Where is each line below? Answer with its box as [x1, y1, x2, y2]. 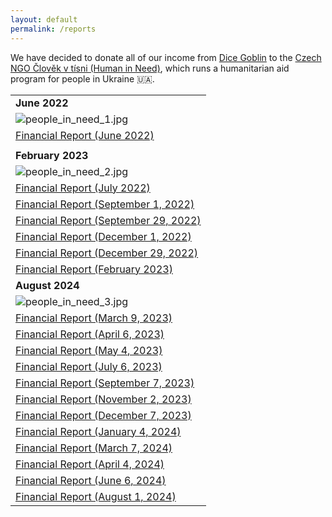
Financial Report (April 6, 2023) [15, 327, 165, 341]
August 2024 [15, 278, 80, 292]
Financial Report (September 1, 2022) [15, 197, 195, 211]
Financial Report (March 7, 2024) [15, 441, 173, 455]
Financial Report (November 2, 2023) [15, 392, 192, 406]
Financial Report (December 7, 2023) [15, 408, 192, 422]
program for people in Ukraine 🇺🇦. [10, 72, 155, 85]
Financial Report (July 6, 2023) [15, 359, 163, 373]
